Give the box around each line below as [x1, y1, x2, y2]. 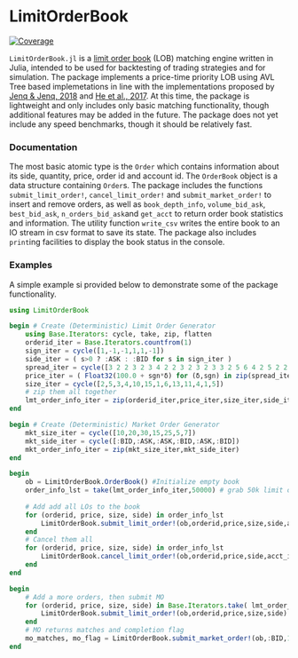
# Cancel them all [25, 535, 93, 544]
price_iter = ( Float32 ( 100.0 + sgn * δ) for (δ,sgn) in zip [25, 371, 248, 380]
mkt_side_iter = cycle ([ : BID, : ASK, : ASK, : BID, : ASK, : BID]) [25, 437, 240, 446]
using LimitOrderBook [9, 305, 90, 314]
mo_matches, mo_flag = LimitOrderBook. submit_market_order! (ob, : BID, [25, 634, 288, 643]
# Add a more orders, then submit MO [25, 592, 165, 601]
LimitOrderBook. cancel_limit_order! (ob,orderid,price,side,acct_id [41, 552, 295, 561]
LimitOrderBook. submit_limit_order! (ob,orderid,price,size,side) [41, 609, 288, 618]
